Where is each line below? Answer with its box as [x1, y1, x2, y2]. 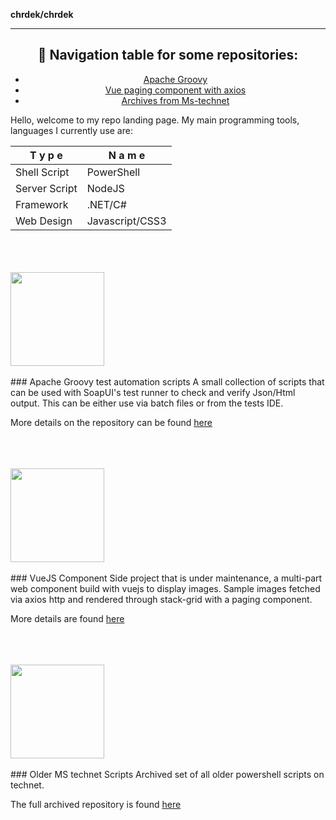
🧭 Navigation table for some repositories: [37, 47, 299, 64]
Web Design [15, 214, 73, 228]
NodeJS [86, 181, 125, 195]
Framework [15, 197, 69, 211]
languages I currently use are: [10, 124, 133, 136]
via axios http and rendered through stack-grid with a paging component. [10, 593, 313, 605]
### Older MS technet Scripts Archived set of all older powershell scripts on [10, 768, 325, 780]
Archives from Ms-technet [121, 94, 230, 106]
